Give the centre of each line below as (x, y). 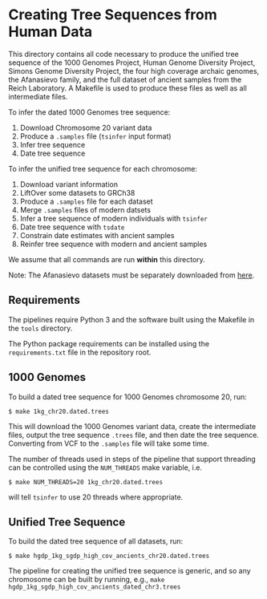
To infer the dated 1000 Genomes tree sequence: (89, 112)
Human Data (51, 32)
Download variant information (69, 184)
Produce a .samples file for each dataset (87, 201)
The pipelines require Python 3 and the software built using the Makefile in (131, 319)
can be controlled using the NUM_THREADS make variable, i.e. (105, 467)
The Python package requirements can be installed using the (109, 343)
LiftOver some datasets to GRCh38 (77, 192)
